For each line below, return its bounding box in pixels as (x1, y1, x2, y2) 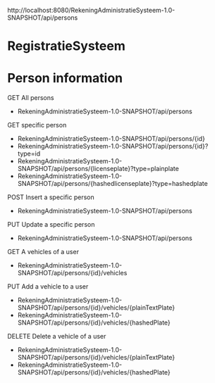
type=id (17, 149, 41, 158)
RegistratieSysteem (7, 38, 125, 54)
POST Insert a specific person (7, 193, 95, 201)
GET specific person (7, 121, 67, 130)
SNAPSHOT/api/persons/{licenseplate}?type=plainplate (17, 165, 180, 173)
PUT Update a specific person (7, 220, 95, 229)
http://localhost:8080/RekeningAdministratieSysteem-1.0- (7, 6, 176, 14)
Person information (7, 70, 123, 87)
